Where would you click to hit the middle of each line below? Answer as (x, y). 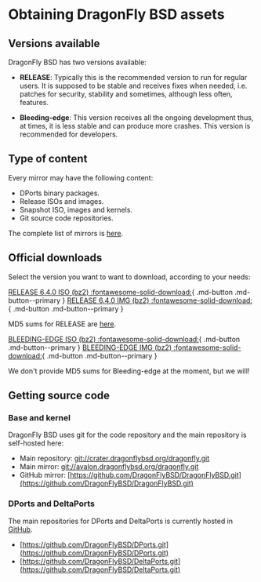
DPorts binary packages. (60, 193)
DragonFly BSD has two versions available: (77, 62)
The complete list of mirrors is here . (66, 233)
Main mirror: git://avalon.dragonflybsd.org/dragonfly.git (109, 467)
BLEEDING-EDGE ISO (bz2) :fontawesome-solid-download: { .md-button (124, 339)
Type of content (48, 159)
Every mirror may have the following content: (81, 177)
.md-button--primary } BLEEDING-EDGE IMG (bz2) (90, 347)
